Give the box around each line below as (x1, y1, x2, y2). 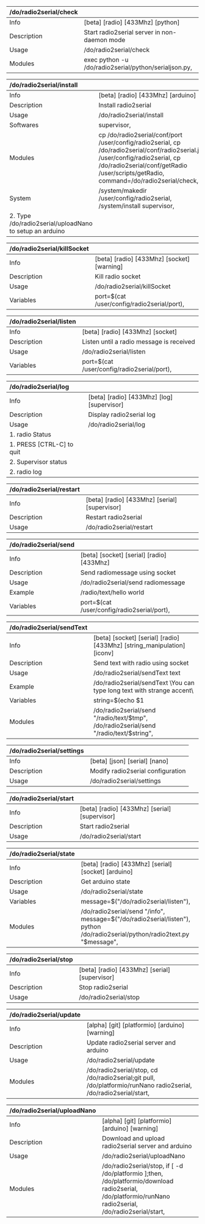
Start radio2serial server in (84, 28, 160, 36)
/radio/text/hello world (80, 588, 145, 596)
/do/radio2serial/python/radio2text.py (81, 930, 190, 938)
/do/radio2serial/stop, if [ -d (101, 1162, 184, 1170)
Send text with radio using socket (93, 659, 189, 667)
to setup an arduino (9, 227, 65, 235)
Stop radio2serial (79, 983, 128, 991)
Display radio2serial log (88, 410, 156, 419)
